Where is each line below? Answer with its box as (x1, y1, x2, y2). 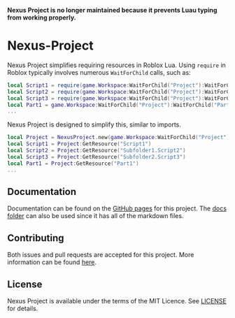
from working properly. (7, 13, 76, 22)
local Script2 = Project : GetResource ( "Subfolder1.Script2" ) (7, 147, 187, 154)
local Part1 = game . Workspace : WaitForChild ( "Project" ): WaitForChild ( (7, 101, 215, 108)
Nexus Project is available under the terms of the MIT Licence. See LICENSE (7, 297, 227, 305)
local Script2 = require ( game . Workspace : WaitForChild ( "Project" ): (7, 88, 205, 95)
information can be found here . (7, 258, 97, 266)
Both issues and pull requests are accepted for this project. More (7, 251, 194, 259)
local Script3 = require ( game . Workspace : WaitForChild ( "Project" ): (7, 94, 205, 102)
